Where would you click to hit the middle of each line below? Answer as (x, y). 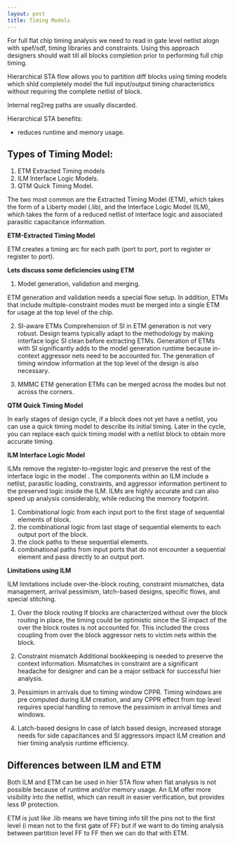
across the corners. (46, 392)
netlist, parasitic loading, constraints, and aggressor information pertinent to (117, 484)
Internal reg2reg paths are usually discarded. (72, 105)
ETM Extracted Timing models (61, 171)
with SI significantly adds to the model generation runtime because (114, 348)
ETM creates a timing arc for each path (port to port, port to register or (109, 249)
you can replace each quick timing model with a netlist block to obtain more (116, 434)
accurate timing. (31, 442)
